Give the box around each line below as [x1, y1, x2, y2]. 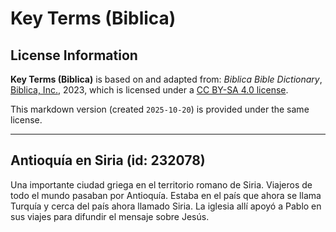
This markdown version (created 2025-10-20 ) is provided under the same [10, 103, 310, 115]
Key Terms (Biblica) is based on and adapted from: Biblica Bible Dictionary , [10, 73, 323, 85]
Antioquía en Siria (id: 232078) [10, 152, 206, 169]
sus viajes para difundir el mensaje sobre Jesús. [10, 210, 210, 222]
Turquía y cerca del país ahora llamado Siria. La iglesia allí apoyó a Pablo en [10, 200, 322, 212]
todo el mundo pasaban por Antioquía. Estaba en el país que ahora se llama [10, 189, 322, 201]
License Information [10, 47, 138, 64]
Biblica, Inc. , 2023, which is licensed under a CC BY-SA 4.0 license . [10, 84, 289, 96]
